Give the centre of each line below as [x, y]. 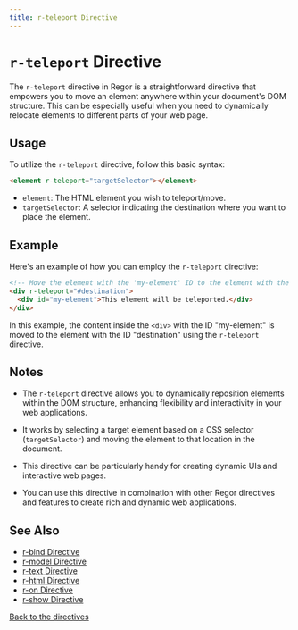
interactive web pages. [64, 475]
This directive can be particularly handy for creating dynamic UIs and [149, 466]
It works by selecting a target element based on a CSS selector [138, 430]
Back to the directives [49, 617]
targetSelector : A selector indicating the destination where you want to [154, 207]
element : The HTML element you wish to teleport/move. [124, 198]
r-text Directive [50, 571]
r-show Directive [53, 600]
